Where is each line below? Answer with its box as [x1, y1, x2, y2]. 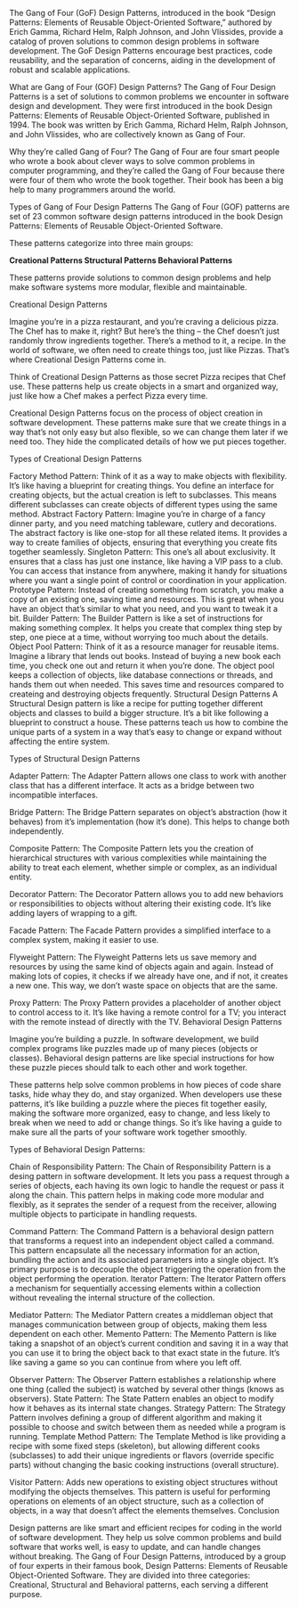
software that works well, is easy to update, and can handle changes [9, 1542, 261, 1552]
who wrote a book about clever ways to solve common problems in [9, 156, 255, 166]
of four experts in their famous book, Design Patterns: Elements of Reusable [9, 1561, 288, 1571]
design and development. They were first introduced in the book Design [9, 101, 273, 111]
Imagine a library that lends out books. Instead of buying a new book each [9, 651, 282, 661]
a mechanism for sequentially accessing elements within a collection [9, 1283, 261, 1293]
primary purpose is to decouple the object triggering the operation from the [9, 1264, 287, 1274]
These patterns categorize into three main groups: [9, 238, 194, 248]
